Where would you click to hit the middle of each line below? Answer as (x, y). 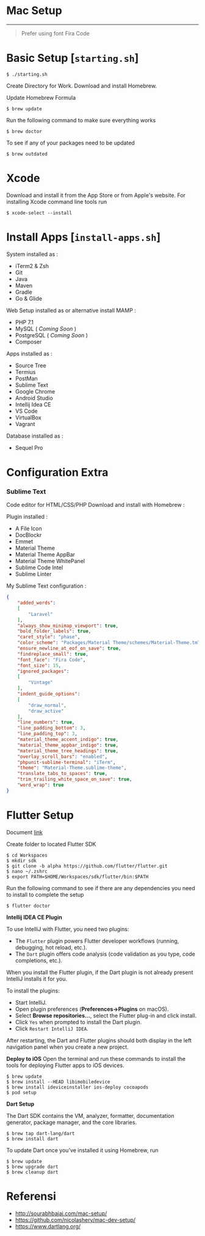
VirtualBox (28, 418)
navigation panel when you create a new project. (68, 1047)
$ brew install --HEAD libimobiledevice (59, 1082)
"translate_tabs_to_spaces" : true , (63, 774)
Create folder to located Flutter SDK (51, 844)
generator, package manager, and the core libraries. (72, 1122)
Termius (25, 372)
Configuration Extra (57, 472)
